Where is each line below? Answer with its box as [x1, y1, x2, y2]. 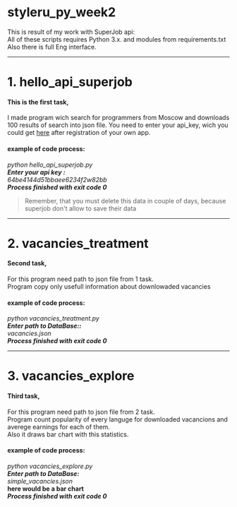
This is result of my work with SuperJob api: [7, 28, 135, 36]
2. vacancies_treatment [7, 235, 150, 251]
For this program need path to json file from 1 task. [7, 275, 154, 283]
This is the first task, [7, 97, 69, 106]
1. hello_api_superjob [7, 74, 133, 90]
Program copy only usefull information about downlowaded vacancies [7, 282, 211, 290]
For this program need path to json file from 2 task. [7, 407, 155, 416]
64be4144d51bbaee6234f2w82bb [7, 175, 107, 184]
